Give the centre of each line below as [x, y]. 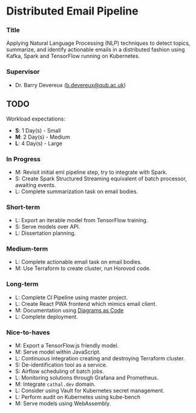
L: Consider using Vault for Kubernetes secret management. [90, 391]
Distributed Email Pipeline [72, 11]
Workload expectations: [36, 119]
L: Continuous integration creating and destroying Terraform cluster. [100, 358]
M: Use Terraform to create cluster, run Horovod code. [83, 268]
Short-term [23, 207]
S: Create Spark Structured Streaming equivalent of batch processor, [101, 178]
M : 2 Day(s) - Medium [43, 137]
